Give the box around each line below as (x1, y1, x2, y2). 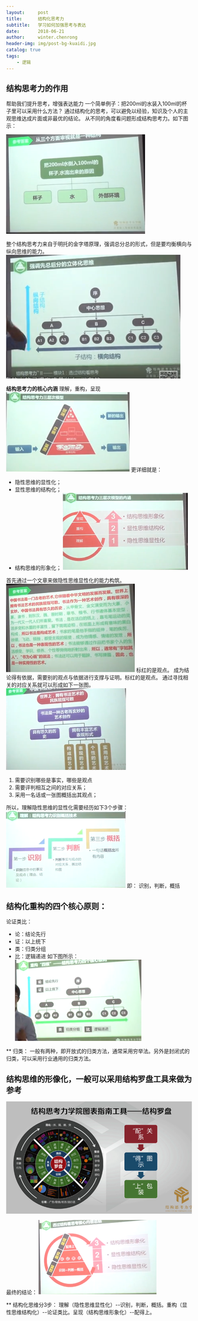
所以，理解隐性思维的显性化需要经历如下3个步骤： (6, 804, 128, 811)
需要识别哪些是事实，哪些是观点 (14, 777, 93, 784)
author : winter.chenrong (6, 34, 78, 41)
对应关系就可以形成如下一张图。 (16, 681, 94, 688)
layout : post (6, 9, 49, 15)
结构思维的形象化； (14, 564, 62, 571)
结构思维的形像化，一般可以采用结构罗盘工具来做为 (6, 1074, 192, 1084)
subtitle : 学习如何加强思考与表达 (6, 22, 87, 28)
